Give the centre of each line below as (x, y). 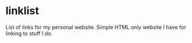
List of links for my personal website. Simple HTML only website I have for (96, 27)
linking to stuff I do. (29, 33)
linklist (22, 11)
